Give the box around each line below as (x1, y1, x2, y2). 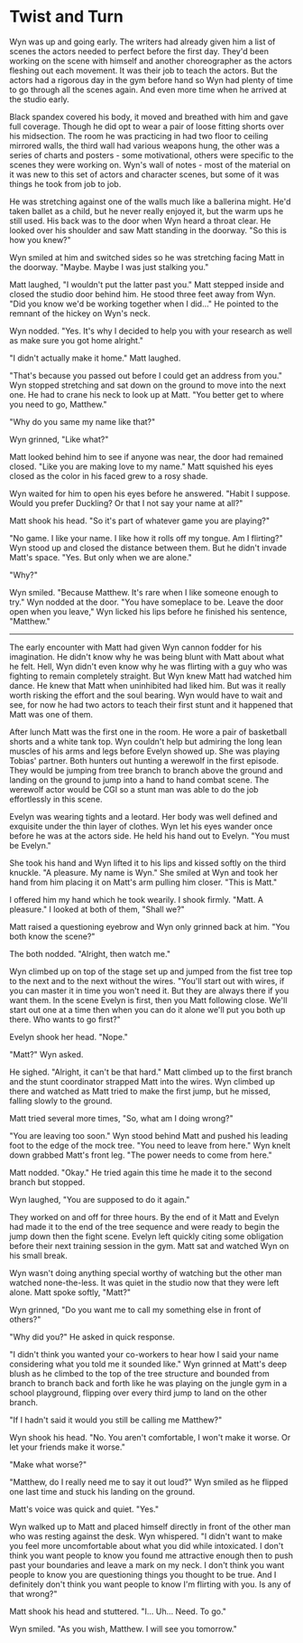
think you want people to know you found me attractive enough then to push (9, 1550, 293, 1561)
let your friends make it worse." (9, 1441, 126, 1452)
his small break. (9, 1250, 68, 1261)
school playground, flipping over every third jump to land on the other (9, 1387, 268, 1398)
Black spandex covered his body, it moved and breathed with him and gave (9, 111, 289, 122)
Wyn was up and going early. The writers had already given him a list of (9, 36, 276, 47)
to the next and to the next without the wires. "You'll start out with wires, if (9, 975, 285, 986)
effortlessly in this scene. (9, 793, 103, 804)
